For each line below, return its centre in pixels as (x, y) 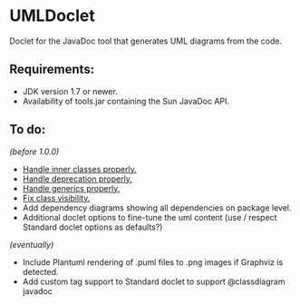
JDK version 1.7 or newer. (70, 91)
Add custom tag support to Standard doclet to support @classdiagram (154, 281)
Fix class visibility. (56, 198)
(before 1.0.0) (34, 152)
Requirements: (52, 69)
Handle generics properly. (71, 188)
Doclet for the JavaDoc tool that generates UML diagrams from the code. (146, 41)
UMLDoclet (52, 16)
